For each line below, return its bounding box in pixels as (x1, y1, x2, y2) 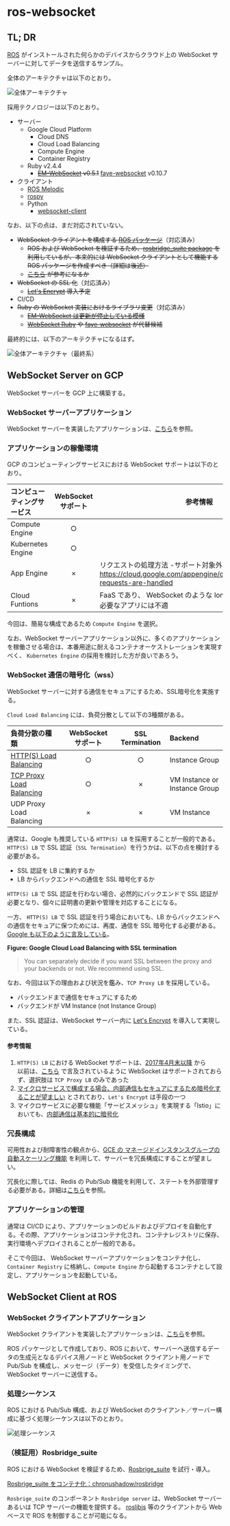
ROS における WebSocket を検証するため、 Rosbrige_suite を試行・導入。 (7, 1465, 214, 1473)
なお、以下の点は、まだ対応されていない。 (7, 221, 127, 229)
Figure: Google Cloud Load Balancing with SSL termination (7, 943, 177, 952)
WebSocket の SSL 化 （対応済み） (16, 279, 114, 287)
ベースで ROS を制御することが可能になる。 (7, 1511, 131, 1519)
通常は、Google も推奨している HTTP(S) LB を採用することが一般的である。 (7, 834, 219, 842)
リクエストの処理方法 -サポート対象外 (99, 561, 222, 570)
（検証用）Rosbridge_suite (7, 1448, 98, 1457)
